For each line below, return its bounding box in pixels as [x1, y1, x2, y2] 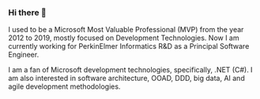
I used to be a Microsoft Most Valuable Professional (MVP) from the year [8, 25, 244, 35]
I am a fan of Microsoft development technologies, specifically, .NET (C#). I [8, 65, 253, 75]
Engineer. [8, 50, 40, 60]
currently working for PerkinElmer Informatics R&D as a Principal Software [8, 42, 250, 51]
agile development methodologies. [8, 82, 121, 91]
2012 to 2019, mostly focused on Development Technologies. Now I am [8, 33, 239, 42]
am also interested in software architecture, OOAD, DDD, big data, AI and [8, 74, 245, 83]
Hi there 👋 [8, 7, 47, 18]
